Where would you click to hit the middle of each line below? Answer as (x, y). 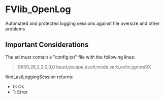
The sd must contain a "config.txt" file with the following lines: (70, 57)
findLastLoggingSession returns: (39, 77)
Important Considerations (47, 45)
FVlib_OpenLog (38, 9)
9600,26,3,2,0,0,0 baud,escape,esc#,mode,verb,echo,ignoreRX (84, 67)
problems (15, 28)
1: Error (20, 92)
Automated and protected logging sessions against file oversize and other (82, 23)
